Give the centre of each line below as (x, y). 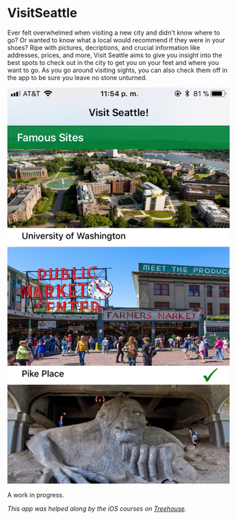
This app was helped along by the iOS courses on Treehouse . (97, 509)
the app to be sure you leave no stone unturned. (77, 77)
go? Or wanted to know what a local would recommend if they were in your (116, 40)
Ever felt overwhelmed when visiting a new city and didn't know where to (114, 32)
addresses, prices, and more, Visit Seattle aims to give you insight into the (115, 55)
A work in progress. (36, 495)
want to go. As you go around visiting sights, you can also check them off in (117, 70)
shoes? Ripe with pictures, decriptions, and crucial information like (104, 47)
